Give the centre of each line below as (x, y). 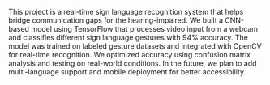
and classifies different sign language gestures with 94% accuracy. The (129, 37)
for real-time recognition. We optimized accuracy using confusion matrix (130, 55)
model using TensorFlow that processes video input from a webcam (144, 29)
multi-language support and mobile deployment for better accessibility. (127, 72)
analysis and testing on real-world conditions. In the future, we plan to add (133, 63)
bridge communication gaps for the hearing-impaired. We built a (116, 20)
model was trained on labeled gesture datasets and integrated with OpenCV (135, 46)
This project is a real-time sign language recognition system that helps (126, 12)
